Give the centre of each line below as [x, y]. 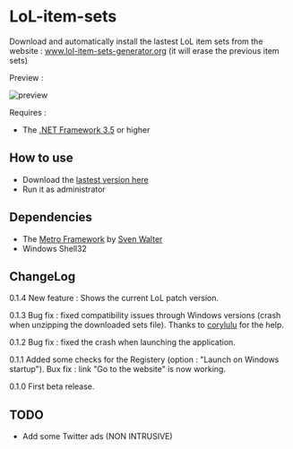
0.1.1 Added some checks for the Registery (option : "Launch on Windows [144, 359]
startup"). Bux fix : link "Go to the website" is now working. [118, 369]
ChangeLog [43, 276]
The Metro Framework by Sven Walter [92, 238]
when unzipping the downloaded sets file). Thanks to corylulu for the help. [147, 325]
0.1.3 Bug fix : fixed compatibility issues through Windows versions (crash [145, 315]
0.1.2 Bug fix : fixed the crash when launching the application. [122, 342]
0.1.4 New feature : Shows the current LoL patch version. [114, 298]
